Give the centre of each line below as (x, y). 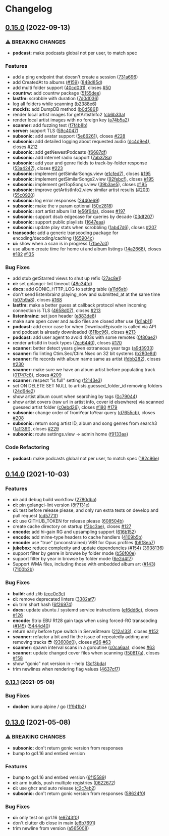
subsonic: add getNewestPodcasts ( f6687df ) (60, 152)
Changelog (29, 9)
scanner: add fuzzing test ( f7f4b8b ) (50, 125)
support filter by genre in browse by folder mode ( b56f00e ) (74, 553)
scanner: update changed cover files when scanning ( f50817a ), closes (86, 652)
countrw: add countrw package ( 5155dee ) (57, 93)
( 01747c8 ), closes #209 (37, 375)
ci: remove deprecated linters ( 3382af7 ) (54, 599)
